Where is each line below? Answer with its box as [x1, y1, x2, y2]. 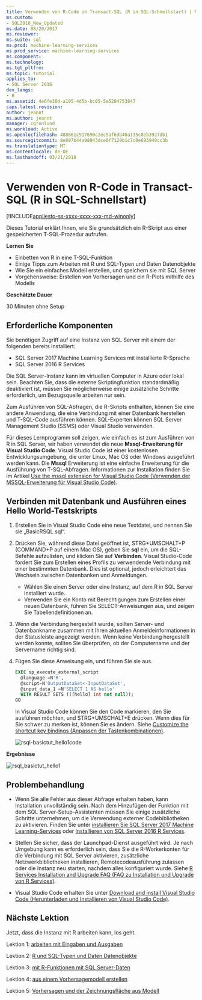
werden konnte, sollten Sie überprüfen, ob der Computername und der [14, 639, 191, 646]
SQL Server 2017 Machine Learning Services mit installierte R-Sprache [14, 354, 191, 361]
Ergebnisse [6, 750, 35, 758]
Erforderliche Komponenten [6, 320, 113, 331]
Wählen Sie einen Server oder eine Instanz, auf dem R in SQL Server [23, 583, 194, 590]
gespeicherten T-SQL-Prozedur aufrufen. [6, 231, 108, 238]
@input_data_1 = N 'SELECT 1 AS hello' [20, 686, 115, 692]
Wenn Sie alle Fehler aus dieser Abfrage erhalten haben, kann [14, 796, 168, 803]
